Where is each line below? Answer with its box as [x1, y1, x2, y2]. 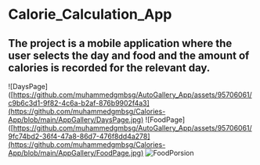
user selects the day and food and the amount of [8, 48, 250, 62]
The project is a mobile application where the [8, 37, 233, 50]
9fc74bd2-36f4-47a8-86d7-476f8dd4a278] [8, 131, 150, 141]
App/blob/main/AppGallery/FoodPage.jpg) [8, 149, 144, 157]
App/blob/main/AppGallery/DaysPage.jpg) [8, 115, 144, 124]
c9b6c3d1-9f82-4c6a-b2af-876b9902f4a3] [8, 99, 150, 107]
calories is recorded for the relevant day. [8, 61, 211, 74]
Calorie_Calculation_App [8, 5, 172, 23]
